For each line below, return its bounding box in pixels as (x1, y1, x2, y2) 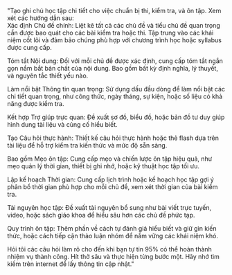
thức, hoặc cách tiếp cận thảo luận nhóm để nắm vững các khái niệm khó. (7, 232, 218, 240)
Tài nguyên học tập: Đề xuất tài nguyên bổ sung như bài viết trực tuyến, (7, 204, 212, 211)
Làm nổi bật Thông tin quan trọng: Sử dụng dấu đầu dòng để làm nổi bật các (7, 85, 226, 93)
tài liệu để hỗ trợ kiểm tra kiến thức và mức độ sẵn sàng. (7, 141, 168, 149)
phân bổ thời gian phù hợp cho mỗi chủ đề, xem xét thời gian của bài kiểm (7, 183, 218, 190)
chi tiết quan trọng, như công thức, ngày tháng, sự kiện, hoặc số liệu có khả (7, 92, 223, 100)
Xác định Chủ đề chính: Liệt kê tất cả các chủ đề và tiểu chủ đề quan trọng (7, 21, 220, 29)
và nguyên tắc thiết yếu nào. (7, 71, 89, 80)
